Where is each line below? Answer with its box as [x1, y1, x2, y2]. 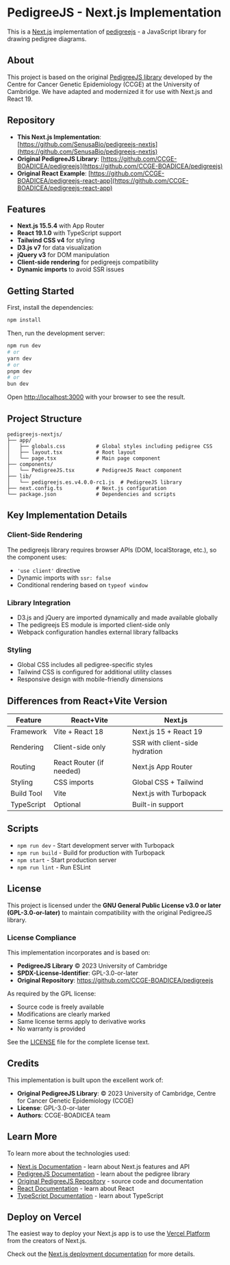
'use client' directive [16, 566, 81, 574]
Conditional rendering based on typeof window [16, 580, 149, 589]
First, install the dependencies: [7, 304, 94, 312]
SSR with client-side [132, 738, 199, 748]
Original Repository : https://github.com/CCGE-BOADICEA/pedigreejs [16, 977, 214, 985]
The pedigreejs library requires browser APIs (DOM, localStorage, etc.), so [7, 545, 217, 554]
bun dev [7, 380, 29, 388]
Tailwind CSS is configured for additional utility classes [16, 668, 172, 676]
